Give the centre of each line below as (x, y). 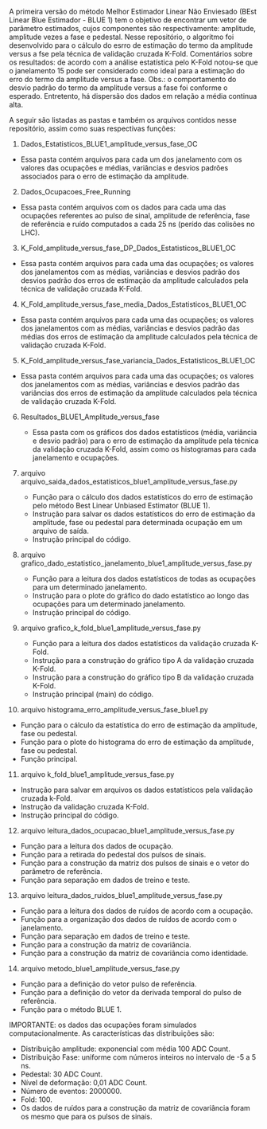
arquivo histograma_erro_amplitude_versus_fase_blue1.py (114, 710)
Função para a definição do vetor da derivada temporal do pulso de (131, 992)
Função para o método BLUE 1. (71, 1009)
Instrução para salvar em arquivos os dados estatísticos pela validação (137, 790)
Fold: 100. (36, 1100)
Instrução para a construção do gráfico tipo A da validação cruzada (143, 660)
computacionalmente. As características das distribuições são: (112, 1033)
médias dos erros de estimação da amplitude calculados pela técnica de (139, 337)
